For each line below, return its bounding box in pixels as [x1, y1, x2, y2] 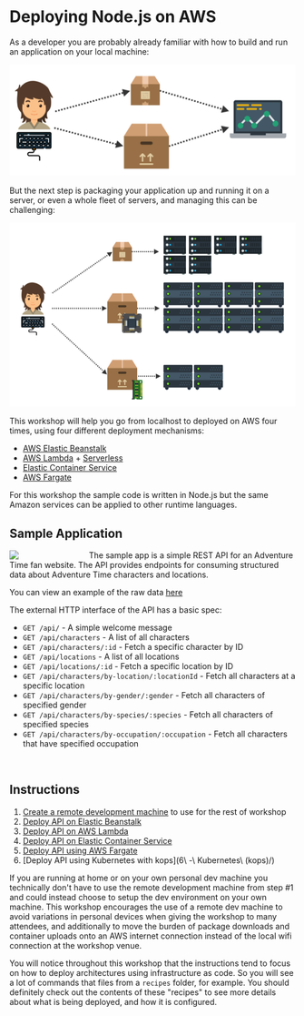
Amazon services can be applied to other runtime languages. [9, 499, 238, 511]
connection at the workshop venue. [9, 940, 142, 950]
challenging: [9, 204, 56, 215]
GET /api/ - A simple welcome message [22, 622, 172, 634]
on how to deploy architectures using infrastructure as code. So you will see [9, 967, 294, 978]
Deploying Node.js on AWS [9, 6, 217, 27]
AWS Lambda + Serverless [22, 452, 123, 463]
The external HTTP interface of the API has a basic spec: [9, 605, 222, 615]
